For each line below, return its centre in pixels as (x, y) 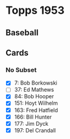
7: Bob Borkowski (36, 83)
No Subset (21, 69)
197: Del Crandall (35, 130)
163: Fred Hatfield (36, 110)
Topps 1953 (35, 10)
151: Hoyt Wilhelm (36, 103)
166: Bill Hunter (33, 117)
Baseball (22, 33)
